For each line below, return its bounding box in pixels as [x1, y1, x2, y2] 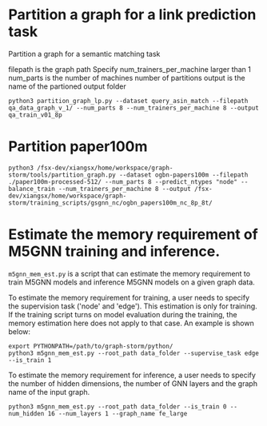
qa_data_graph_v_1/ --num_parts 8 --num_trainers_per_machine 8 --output [8, 104, 260, 112]
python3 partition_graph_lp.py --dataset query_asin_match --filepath [8, 97, 249, 105]
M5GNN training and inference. [8, 242, 221, 261]
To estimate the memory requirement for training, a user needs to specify [8, 293, 250, 302]
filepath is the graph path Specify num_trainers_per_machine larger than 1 [8, 64, 252, 74]
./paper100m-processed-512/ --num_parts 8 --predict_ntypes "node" [8, 177, 238, 185]
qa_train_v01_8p [8, 110, 62, 119]
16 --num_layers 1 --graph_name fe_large [47, 409, 188, 417]
